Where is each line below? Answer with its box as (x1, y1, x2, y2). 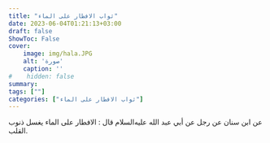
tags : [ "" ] (8, 87, 46, 96)
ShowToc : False (8, 34, 60, 43)
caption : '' (23, 65, 63, 73)
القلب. (8, 126, 28, 136)
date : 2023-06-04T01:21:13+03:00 (8, 19, 122, 28)
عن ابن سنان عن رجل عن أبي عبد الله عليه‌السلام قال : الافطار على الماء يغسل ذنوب (8, 117, 263, 127)
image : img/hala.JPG (23, 50, 93, 58)
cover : (8, 42, 31, 50)
